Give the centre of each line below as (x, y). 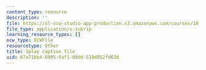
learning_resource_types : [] (44, 35)
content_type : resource (37, 12)
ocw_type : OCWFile (30, 40)
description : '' (27, 18)
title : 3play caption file (41, 52)
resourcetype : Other (33, 46)
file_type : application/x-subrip (49, 29)
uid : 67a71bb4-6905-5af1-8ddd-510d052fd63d (63, 57)
